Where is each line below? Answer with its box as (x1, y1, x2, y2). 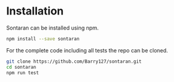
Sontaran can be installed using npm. (6, 24, 99, 31)
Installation (6, 4, 64, 18)
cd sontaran (6, 64, 36, 70)
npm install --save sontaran (6, 36, 80, 42)
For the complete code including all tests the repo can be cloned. (6, 46, 168, 54)
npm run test (6, 69, 39, 76)
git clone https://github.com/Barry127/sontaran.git (6, 58, 142, 65)
